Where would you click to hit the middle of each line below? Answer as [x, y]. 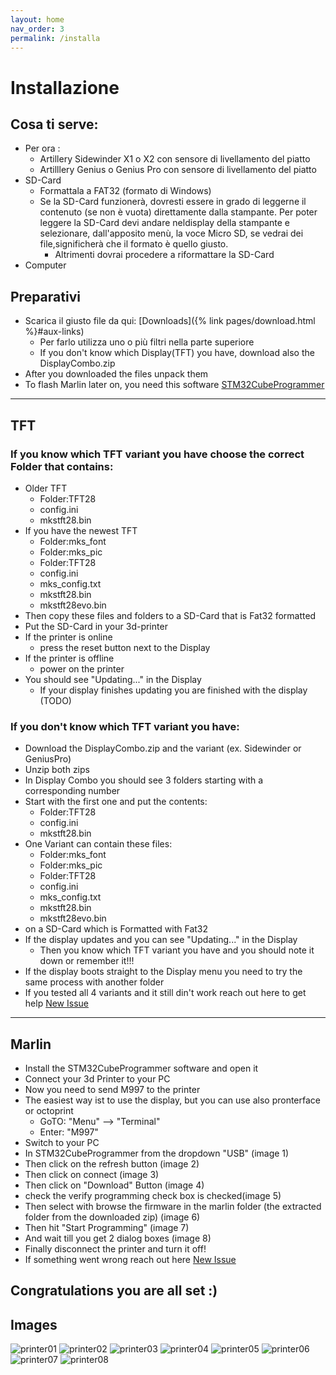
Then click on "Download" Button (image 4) [114, 1185]
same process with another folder [94, 982]
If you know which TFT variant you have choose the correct [157, 454]
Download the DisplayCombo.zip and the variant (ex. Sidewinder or [163, 748]
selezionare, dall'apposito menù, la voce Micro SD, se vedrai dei [171, 233]
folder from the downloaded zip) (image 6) [112, 1217]
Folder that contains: [62, 466]
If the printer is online [68, 637]
